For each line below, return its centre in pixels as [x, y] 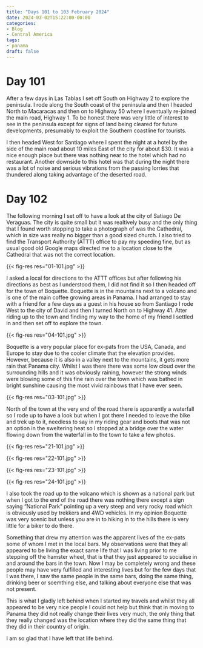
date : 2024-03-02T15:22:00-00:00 [48, 18]
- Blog [15, 29]
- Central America [29, 35]
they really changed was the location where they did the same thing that [96, 620]
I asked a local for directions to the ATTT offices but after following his [94, 278]
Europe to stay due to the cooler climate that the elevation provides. [91, 353]
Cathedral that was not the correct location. [61, 254]
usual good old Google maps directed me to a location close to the [89, 248]
